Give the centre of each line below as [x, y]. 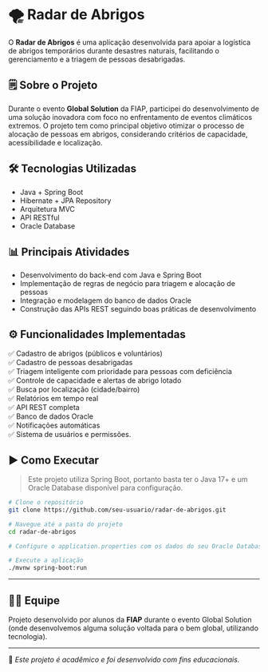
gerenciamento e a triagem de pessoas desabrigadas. [97, 59]
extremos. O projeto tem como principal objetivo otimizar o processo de [126, 125]
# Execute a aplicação [46, 561]
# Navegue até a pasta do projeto [66, 524]
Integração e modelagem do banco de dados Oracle [106, 300]
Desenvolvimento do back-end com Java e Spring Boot [110, 275]
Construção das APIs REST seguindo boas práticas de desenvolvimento [138, 309]
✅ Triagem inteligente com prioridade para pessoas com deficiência [120, 372]
